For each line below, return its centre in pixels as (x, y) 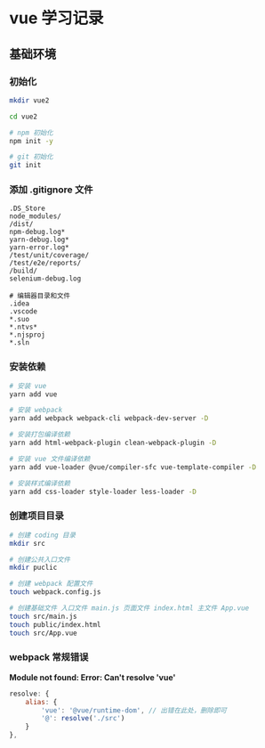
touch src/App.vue (43, 633)
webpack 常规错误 (49, 657)
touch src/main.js (43, 616)
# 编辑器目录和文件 (40, 296)
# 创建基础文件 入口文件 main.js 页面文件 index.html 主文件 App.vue (129, 608)
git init (25, 166)
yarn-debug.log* (39, 240)
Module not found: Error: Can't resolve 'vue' (92, 677)
